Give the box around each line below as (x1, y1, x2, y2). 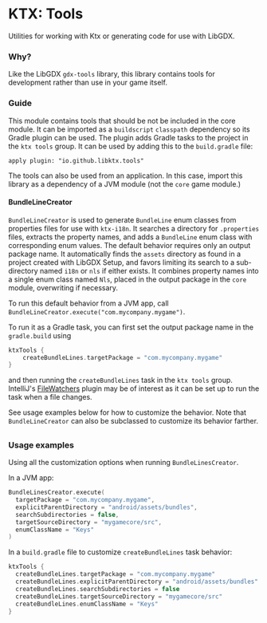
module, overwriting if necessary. (8, 282, 118, 292)
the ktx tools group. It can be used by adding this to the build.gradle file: (8, 141, 253, 151)
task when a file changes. (8, 392, 93, 402)
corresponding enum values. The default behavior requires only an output (8, 240, 251, 250)
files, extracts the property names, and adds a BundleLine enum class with (8, 232, 253, 242)
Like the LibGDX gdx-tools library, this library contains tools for (8, 69, 215, 79)
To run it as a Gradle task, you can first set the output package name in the (8, 322, 253, 332)
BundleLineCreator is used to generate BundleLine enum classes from (8, 215, 237, 224)
